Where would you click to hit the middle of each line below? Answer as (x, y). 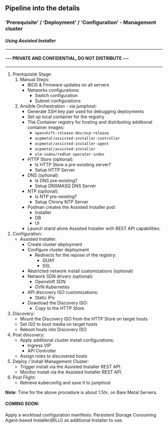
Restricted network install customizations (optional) (80, 271)
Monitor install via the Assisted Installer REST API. (71, 372)
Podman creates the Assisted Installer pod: (71, 207)
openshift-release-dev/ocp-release (72, 133)
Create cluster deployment (55, 244)
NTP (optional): (43, 191)
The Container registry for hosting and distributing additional (90, 122)
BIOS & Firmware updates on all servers (68, 85)
